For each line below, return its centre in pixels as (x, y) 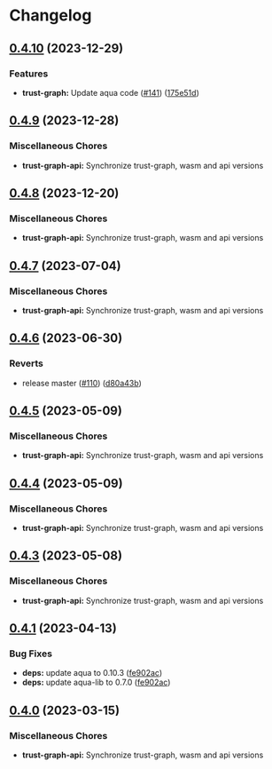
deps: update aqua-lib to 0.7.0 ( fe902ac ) (96, 682)
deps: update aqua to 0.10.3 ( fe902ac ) (92, 673)
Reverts (27, 363)
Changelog (51, 16)
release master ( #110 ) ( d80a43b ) (82, 383)
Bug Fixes (31, 654)
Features (29, 74)
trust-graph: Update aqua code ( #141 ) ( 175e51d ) (110, 92)
